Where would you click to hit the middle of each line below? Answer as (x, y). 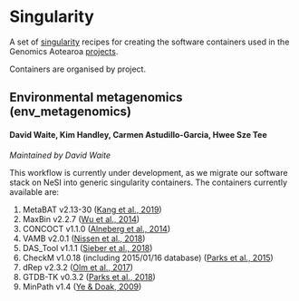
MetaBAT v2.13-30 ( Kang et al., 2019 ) (92, 209)
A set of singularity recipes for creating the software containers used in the (149, 42)
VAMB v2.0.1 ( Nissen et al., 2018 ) (84, 238)
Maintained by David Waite (60, 155)
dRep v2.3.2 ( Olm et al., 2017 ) (78, 267)
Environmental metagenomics (96, 97)
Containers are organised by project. (78, 69)
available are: (34, 191)
